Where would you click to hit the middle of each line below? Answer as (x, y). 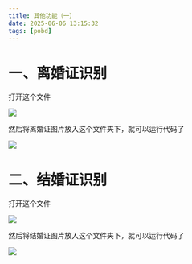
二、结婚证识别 (58, 180)
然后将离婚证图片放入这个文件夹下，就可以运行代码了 (96, 129)
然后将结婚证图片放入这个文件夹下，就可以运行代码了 (96, 236)
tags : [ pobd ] (30, 31)
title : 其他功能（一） (42, 16)
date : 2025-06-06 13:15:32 (53, 23)
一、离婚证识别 (58, 73)
